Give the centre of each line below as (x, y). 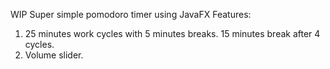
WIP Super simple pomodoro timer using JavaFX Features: (131, 14)
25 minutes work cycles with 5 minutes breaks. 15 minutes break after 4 (172, 33)
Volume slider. (54, 55)
